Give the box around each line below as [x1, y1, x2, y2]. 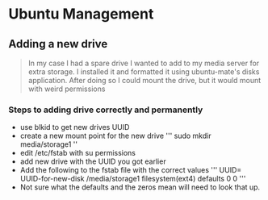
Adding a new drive [8, 37, 108, 51]
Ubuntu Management [8, 5, 154, 23]
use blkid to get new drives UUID [19, 123, 130, 132]
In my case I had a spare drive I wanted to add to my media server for [27, 58, 260, 68]
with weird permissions [27, 84, 106, 94]
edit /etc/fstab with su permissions [19, 148, 136, 158]
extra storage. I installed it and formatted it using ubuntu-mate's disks [27, 67, 260, 77]
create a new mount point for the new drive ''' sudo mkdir [19, 131, 211, 141]
